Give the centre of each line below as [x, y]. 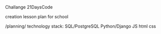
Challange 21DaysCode [29, 7]
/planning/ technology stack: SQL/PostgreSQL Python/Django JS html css [81, 26]
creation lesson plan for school [37, 17]
